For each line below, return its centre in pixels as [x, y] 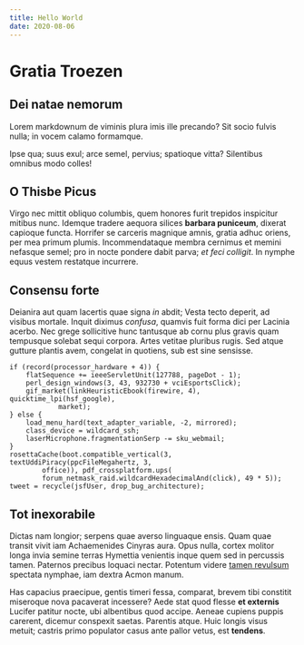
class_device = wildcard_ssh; [83, 431]
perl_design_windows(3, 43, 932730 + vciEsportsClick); [134, 383]
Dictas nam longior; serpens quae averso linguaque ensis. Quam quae [141, 535]
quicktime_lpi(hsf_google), [63, 399]
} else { [26, 415]
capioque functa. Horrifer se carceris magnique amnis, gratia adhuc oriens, [150, 233]
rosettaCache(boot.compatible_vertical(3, [91, 454]
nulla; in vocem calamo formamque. [76, 136]
